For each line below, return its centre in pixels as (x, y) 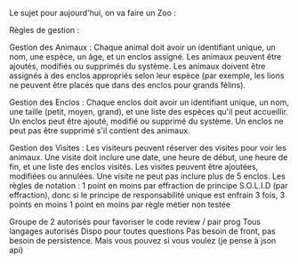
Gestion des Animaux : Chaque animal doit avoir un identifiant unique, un (142, 47)
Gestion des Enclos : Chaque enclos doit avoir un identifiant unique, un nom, (149, 102)
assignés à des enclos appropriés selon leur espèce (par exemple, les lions (147, 76)
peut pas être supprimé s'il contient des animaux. (100, 131)
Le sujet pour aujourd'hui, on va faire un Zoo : (93, 13)
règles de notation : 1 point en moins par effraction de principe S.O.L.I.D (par (149, 185)
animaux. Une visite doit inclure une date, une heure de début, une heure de (149, 157)
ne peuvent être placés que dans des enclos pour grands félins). (128, 85)
